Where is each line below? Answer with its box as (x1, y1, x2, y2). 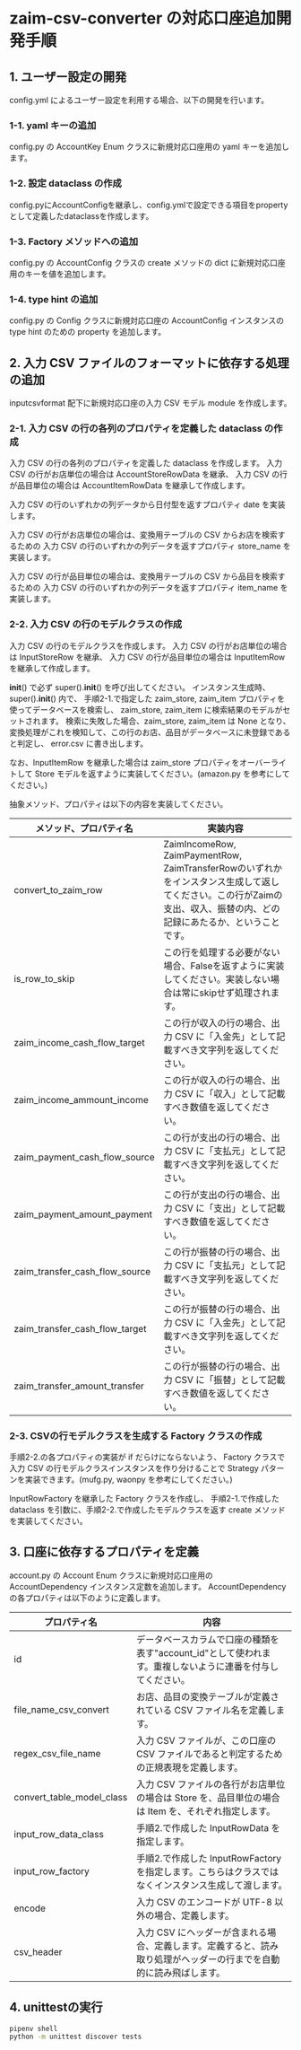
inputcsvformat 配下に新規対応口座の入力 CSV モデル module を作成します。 (9, 398, 292, 408)
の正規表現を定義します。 (135, 1761, 244, 1774)
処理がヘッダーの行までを (153, 1953, 262, 1966)
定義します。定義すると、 (153, 1940, 262, 1952)
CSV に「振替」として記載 (174, 1373, 286, 1386)
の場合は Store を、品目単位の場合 (135, 1792, 280, 1804)
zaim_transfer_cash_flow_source (13, 1265, 150, 1277)
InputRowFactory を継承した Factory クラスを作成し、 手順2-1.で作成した (9, 1493, 279, 1503)
